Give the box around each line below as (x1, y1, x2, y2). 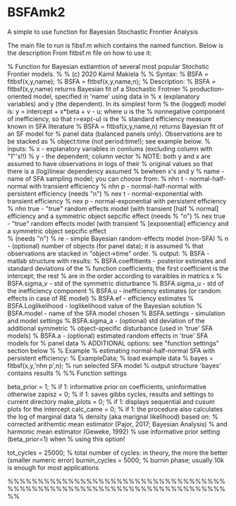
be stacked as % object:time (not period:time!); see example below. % (7, 137, 211, 145)
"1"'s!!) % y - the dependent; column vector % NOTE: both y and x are (7, 152, 211, 160)
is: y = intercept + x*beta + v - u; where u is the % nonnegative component (7, 107, 225, 115)
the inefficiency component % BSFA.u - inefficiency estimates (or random (7, 286, 221, 295)
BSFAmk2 (7, 4, 66, 20)
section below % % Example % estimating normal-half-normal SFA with (7, 346, 216, 355)
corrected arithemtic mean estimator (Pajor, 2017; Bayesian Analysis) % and (7, 419, 228, 428)
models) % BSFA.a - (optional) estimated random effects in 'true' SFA (7, 331, 209, 340)
